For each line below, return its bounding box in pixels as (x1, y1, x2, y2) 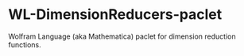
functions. (8, 39, 41, 49)
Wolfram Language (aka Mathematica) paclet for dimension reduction (8, 32, 236, 41)
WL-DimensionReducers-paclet (8, 6, 223, 24)
